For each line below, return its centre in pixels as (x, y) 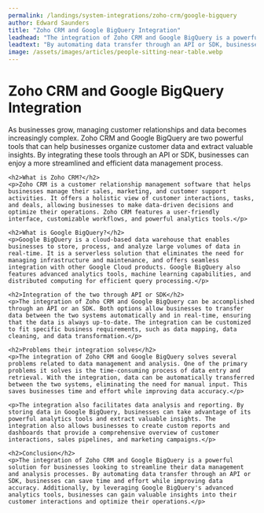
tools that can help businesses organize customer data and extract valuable (131, 146)
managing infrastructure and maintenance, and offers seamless (114, 260)
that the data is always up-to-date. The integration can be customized (130, 322)
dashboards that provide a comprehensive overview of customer (114, 433)
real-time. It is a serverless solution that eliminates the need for (126, 253)
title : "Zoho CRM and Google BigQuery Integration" (94, 30)
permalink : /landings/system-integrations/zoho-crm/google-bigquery (123, 15)
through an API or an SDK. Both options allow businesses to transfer (126, 308)
